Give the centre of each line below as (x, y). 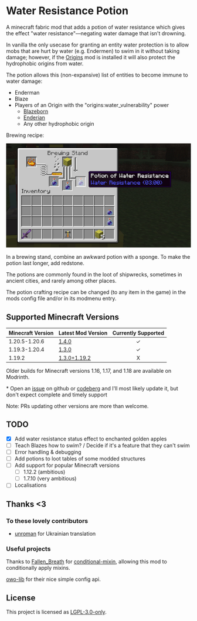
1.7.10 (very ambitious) (50, 479)
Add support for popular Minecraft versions (67, 465)
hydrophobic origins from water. (45, 64)
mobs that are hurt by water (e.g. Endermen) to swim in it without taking (93, 51)
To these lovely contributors (47, 520)
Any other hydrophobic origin (59, 123)
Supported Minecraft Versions (62, 317)
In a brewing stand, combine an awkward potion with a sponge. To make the (98, 257)
